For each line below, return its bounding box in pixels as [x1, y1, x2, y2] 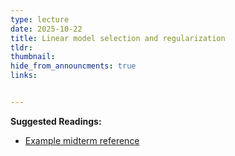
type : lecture [10, 14, 70, 25]
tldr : [10, 42, 33, 53]
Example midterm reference [24, 134, 140, 146]
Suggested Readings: [10, 115, 102, 127]
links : [10, 71, 38, 81]
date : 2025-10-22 [10, 24, 83, 34]
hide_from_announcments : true [10, 61, 137, 71]
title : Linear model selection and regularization [10, 33, 226, 43]
